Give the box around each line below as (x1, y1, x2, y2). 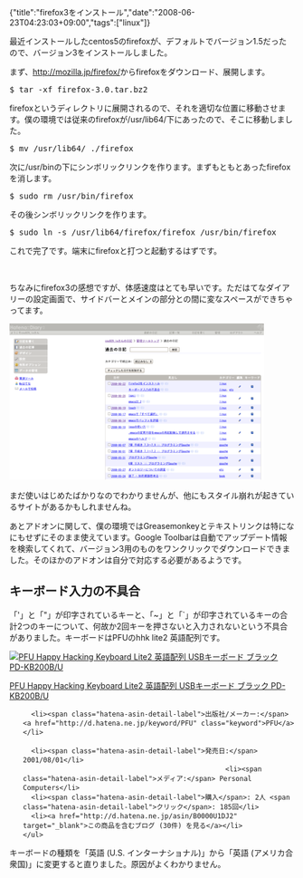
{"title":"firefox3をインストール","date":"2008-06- (9, 7, 196, 17)
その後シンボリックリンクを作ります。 (9, 209, 152, 219)
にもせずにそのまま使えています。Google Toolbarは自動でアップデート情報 (9, 532, 288, 543)
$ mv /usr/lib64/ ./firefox (9, 143, 134, 153)
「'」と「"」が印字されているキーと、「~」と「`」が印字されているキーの (9, 609, 280, 620)
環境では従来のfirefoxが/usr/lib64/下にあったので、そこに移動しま (40, 114, 285, 124)
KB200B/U (9, 690, 50, 701)
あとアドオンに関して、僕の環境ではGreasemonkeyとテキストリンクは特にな (9, 521, 295, 531)
